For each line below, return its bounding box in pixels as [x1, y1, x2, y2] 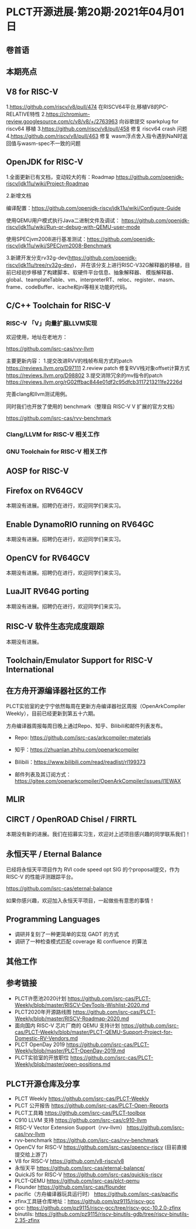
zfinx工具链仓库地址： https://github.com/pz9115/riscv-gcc [14, 1197, 155, 1204]
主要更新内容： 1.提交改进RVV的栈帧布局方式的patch [6, 357, 133, 364]
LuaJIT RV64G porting [6, 586, 90, 596]
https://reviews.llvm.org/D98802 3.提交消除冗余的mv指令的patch [6, 372, 163, 379]
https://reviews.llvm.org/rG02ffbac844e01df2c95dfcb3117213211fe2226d [6, 378, 183, 386]
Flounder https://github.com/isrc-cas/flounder [14, 1183, 126, 1190]
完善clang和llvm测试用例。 [6, 391, 71, 398]
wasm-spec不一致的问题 [21, 140, 81, 147]
